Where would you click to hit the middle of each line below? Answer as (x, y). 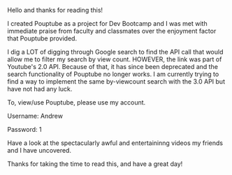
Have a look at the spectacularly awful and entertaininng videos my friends (115, 143)
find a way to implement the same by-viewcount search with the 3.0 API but (116, 82)
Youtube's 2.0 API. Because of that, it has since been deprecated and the (113, 67)
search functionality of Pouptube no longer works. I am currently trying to (113, 74)
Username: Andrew (35, 116)
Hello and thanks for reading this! (55, 10)
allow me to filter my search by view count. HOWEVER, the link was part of (115, 59)
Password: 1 (24, 129)
